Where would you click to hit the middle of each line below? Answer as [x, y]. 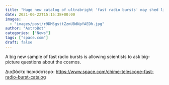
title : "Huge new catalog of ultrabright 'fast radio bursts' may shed [82, 10]
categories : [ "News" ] [28, 33]
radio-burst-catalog [26, 77]
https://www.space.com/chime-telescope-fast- [105, 71]
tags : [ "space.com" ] [27, 38]
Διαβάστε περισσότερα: [30, 71]
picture [13, 62]
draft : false [19, 42]
